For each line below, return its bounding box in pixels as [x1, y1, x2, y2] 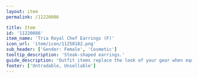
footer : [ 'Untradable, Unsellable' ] [6, 63, 96, 69]
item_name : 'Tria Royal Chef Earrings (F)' [6, 36, 115, 42]
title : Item [6, 25, 35, 30]
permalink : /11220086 [6, 14, 60, 20]
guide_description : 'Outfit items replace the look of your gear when [6, 57, 183, 63]
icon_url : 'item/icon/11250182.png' [6, 41, 96, 47]
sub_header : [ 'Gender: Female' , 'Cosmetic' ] [6, 46, 117, 53]
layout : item [6, 8, 38, 15]
